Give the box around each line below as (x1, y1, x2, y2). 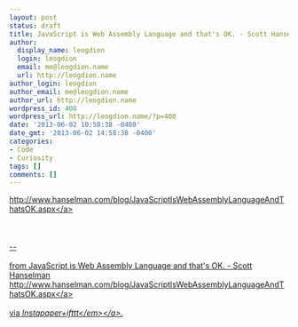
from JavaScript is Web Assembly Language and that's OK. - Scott (9, 260, 253, 271)
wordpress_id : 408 (9, 104, 77, 113)
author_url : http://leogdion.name (9, 95, 137, 105)
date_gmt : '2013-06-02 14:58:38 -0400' (9, 129, 157, 138)
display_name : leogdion (17, 46, 105, 55)
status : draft (9, 21, 62, 30)
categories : (9, 137, 53, 146)
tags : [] (9, 162, 42, 171)
